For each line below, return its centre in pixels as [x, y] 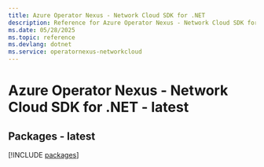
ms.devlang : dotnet [40, 45]
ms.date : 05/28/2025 [42, 30]
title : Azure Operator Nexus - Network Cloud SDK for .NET [107, 15]
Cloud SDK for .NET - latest [99, 107]
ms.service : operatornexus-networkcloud [75, 52]
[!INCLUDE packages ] [44, 155]
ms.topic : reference [42, 37]
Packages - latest [52, 136]
